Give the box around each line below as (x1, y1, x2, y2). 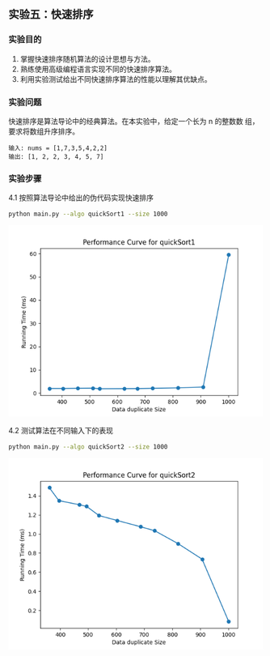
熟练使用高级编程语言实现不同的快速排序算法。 (19, 64, 176, 74)
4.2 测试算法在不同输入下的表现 (8, 426, 114, 436)
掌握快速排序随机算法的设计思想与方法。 (19, 53, 155, 63)
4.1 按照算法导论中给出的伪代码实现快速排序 (8, 193, 154, 202)
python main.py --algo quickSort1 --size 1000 (8, 210, 168, 219)
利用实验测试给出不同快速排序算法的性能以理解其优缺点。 (19, 74, 212, 83)
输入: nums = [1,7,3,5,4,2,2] (8, 144, 108, 152)
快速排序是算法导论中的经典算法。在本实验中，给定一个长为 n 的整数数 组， (8, 116, 260, 126)
